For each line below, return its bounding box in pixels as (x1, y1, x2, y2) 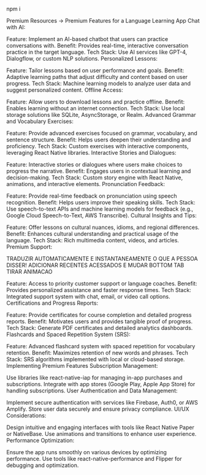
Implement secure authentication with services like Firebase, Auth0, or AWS (6, 399, 198, 406)
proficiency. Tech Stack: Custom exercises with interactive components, (6, 143, 189, 149)
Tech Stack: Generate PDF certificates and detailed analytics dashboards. (6, 324, 193, 331)
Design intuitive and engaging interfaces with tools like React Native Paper (6, 424, 194, 431)
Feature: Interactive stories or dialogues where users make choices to (6, 161, 183, 168)
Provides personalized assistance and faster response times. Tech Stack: (6, 286, 191, 293)
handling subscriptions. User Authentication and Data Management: (6, 387, 178, 394)
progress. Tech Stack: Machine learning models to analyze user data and (6, 80, 191, 87)
